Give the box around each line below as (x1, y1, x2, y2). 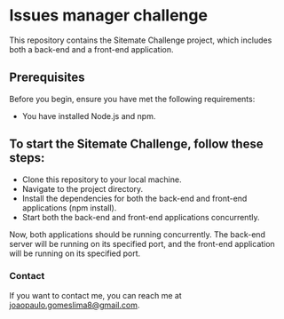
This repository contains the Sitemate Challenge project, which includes (9, 35, 272, 45)
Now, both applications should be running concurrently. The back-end (9, 228, 266, 240)
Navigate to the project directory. (21, 183, 144, 194)
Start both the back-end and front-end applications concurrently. (21, 211, 260, 222)
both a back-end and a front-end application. (9, 44, 175, 54)
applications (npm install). (21, 202, 117, 213)
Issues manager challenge (9, 5, 209, 26)
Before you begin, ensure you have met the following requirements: (9, 93, 256, 104)
